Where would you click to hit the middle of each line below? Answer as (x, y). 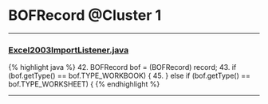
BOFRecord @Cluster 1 (85, 15)
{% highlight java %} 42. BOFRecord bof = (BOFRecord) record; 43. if (122, 67)
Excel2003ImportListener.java (69, 50)
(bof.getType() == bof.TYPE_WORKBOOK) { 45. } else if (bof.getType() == (130, 76)
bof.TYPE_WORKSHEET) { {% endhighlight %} (84, 84)
